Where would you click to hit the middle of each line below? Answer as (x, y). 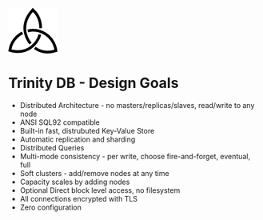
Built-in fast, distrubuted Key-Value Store (87, 130)
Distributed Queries (52, 147)
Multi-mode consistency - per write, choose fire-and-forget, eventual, (135, 156)
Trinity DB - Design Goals (94, 83)
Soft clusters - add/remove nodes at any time (94, 173)
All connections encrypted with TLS (79, 198)
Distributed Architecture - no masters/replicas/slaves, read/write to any (137, 105)
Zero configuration (51, 207)
